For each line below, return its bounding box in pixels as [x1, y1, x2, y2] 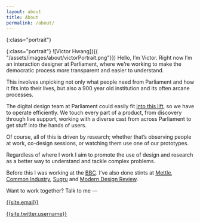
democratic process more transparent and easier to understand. [6, 67, 164, 74]
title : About [6, 14, 39, 20]
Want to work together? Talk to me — [6, 187, 98, 194]
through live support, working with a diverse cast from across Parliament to [6, 115, 192, 123]
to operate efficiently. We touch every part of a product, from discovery [6, 109, 182, 117]
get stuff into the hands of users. [6, 122, 87, 129]
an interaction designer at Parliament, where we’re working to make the [6, 60, 182, 68]
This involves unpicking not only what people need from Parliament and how [6, 78, 195, 85]
